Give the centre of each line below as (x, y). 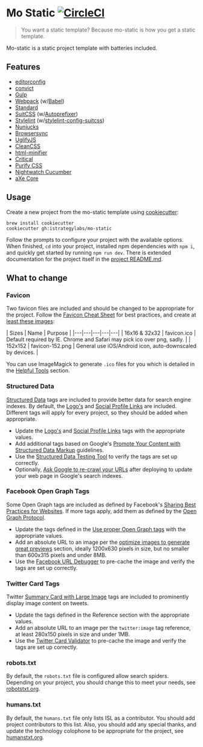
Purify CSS (28, 165)
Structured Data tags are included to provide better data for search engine (99, 400)
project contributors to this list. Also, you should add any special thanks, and (101, 724)
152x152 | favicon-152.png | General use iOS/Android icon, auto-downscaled (101, 346)
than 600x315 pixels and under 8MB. (61, 555)
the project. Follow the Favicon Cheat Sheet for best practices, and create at (101, 315)
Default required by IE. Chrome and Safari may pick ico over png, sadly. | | (98, 340)
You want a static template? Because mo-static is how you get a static (108, 30)
